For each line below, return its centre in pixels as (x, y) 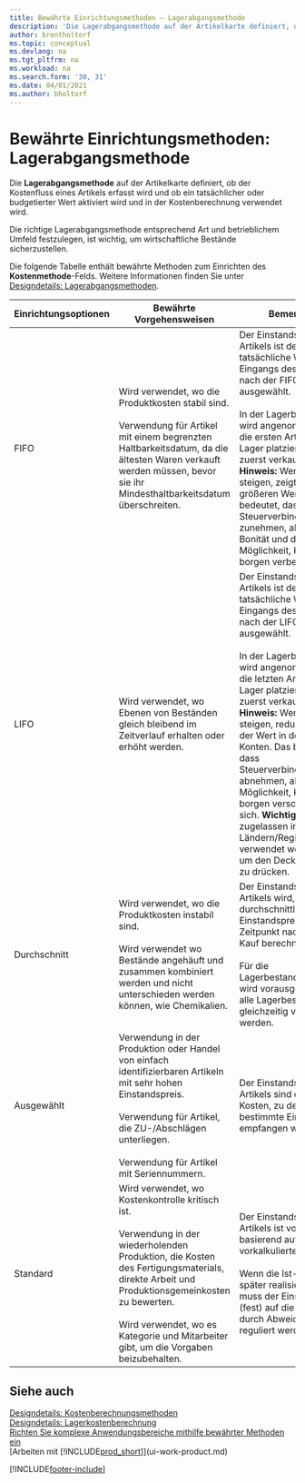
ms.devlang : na (38, 52)
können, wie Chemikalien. (173, 1006)
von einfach (144, 1061)
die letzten (261, 679)
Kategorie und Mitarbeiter (173, 1336)
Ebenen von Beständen (168, 713)
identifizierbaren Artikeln (171, 1072)
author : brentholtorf (50, 35)
